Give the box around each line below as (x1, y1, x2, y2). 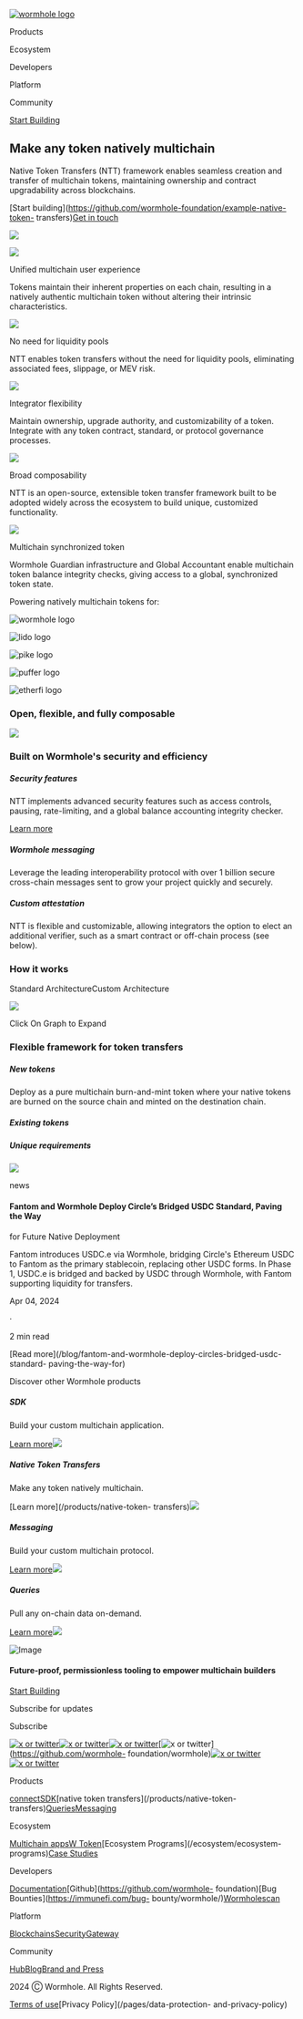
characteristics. (9, 301, 68, 312)
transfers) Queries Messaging (9, 1802, 116, 1814)
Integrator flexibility (9, 398, 83, 409)
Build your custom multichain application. (9, 1419, 165, 1431)
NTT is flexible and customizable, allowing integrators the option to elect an (9, 920, 293, 931)
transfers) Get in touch (35, 212, 119, 223)
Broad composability (9, 470, 87, 481)
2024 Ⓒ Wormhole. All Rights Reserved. (9, 1981, 164, 1992)
